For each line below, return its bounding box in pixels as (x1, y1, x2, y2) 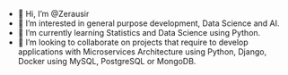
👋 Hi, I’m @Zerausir (17, 9, 90, 19)
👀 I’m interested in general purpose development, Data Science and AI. (17, 18, 280, 29)
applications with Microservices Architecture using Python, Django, (17, 46, 267, 57)
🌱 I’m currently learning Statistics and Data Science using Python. (17, 28, 261, 37)
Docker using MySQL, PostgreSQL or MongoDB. (17, 56, 196, 66)
